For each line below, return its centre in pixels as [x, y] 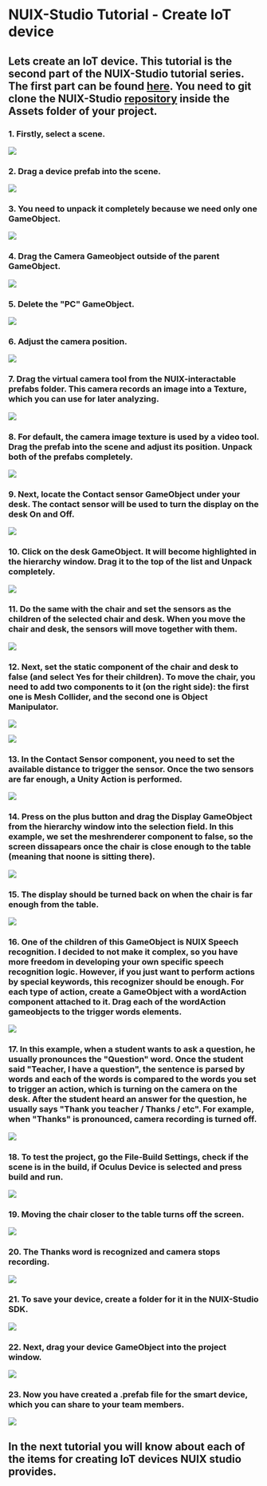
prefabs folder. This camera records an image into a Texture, [128, 389]
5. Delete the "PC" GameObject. [71, 303]
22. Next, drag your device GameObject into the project [118, 1347]
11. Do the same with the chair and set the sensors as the [120, 609]
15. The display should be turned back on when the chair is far [131, 894]
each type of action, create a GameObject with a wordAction [128, 992]
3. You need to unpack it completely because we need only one [133, 209]
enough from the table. [54, 904]
